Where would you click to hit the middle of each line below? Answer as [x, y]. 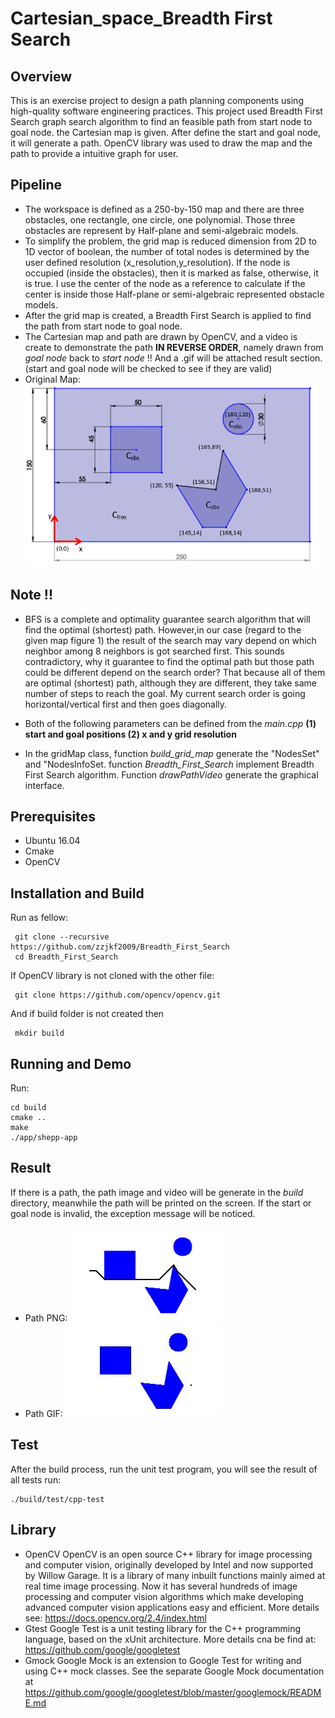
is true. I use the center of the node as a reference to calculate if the [165, 283]
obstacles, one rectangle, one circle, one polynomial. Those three [160, 219]
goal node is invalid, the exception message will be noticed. [133, 1213]
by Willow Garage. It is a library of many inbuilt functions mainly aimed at [175, 1575]
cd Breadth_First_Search [66, 957]
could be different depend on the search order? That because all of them [175, 672]
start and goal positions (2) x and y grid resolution [130, 734]
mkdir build [39, 1033]
